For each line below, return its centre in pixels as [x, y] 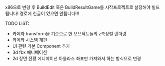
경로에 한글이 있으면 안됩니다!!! [49, 13]
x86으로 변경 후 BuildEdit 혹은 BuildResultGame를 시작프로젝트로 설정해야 [78, 7]
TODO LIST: [17, 23]
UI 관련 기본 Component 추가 [41, 46]
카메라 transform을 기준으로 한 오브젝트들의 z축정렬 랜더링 [69, 33]
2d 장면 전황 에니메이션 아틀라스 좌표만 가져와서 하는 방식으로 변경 [77, 58]
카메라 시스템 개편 [30, 40]
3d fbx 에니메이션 [30, 52]
